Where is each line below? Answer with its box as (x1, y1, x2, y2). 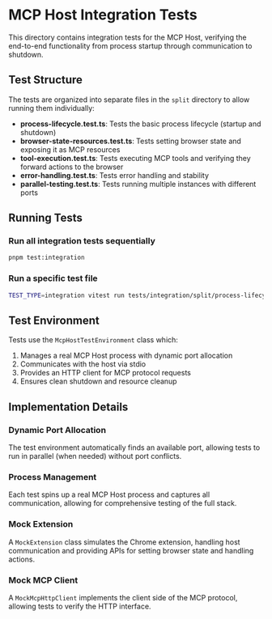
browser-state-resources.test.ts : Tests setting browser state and (19, 136, 241, 146)
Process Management (8, 471, 97, 482)
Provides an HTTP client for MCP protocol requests (19, 368, 192, 378)
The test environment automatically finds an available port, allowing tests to (8, 443, 261, 452)
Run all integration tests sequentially (8, 235, 155, 247)
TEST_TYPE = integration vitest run (8, 291, 125, 299)
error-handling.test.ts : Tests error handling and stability (19, 170, 209, 180)
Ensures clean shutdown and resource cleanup (19, 376, 177, 386)
